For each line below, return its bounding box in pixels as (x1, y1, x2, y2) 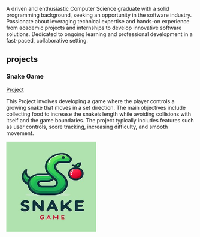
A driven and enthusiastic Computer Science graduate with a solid (6, 5, 169, 12)
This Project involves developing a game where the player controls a (6, 97, 175, 104)
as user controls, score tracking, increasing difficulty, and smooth (6, 123, 168, 130)
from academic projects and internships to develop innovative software (6, 24, 182, 31)
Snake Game (6, 72, 44, 80)
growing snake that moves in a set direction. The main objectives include (6, 104, 186, 111)
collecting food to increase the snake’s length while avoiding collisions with (6, 110, 192, 118)
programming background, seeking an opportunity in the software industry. (6, 11, 192, 19)
